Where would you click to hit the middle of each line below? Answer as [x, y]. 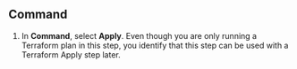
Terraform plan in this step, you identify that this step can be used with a [155, 45]
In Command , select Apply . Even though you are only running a [139, 35]
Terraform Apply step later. [71, 54]
